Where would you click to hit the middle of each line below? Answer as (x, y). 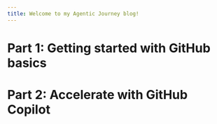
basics (27, 63)
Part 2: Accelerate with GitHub (97, 95)
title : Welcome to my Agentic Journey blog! (73, 14)
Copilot (29, 109)
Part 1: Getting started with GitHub (109, 48)
